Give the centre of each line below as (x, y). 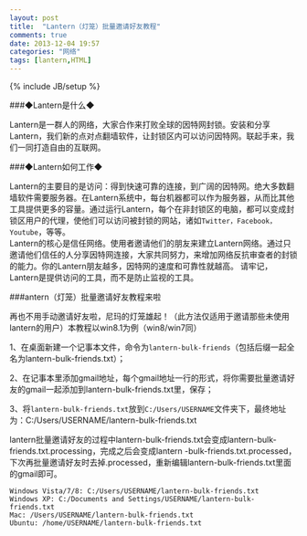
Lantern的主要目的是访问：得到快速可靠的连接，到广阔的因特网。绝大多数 (148, 186)
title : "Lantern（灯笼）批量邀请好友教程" (85, 26)
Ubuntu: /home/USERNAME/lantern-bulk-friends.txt (106, 523)
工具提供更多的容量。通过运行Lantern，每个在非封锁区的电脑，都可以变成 (148, 209)
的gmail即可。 (36, 474)
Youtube (24, 233)
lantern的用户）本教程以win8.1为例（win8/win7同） (106, 328)
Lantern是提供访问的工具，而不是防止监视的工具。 (104, 278)
